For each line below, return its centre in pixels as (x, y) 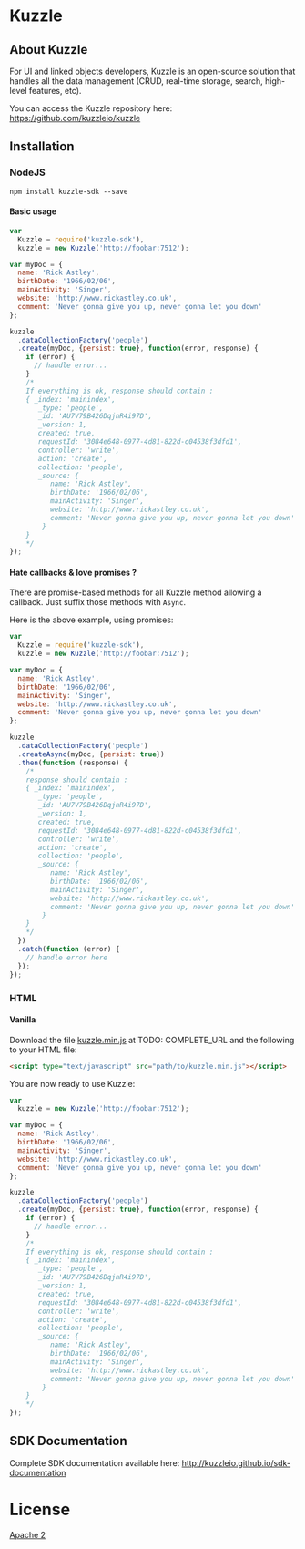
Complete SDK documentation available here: (95, 1462)
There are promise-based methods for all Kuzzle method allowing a (136, 592)
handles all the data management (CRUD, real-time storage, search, (137, 81)
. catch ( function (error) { (69, 949)
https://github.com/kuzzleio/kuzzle (75, 118)
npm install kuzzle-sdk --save (69, 191)
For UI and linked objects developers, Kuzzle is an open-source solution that (152, 71)
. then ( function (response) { (73, 763)
